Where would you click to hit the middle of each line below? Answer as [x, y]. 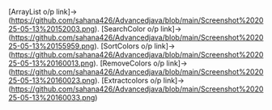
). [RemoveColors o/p [129, 63]
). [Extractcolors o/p [128, 80]
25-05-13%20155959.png [51, 46]
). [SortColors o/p [123, 46]
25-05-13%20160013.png [51, 63]
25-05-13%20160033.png [52, 97]
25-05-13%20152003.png [52, 29]
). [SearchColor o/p [127, 29]
